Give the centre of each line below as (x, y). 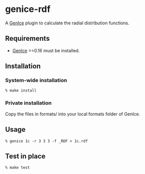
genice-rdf (28, 9)
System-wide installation (36, 81)
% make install (21, 90)
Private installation (28, 103)
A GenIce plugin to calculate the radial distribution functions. (67, 23)
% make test (17, 168)
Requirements (27, 39)
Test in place (25, 156)
